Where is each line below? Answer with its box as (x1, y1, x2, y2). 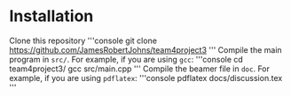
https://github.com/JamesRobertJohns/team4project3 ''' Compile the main (9, 44, 282, 55)
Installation (9, 6, 94, 26)
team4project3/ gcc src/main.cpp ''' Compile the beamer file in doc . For (9, 63, 271, 74)
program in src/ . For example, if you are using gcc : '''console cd (9, 54, 244, 64)
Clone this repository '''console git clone (9, 35, 158, 46)
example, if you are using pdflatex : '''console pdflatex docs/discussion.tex (9, 72, 283, 83)
